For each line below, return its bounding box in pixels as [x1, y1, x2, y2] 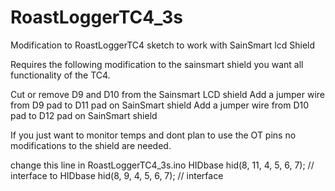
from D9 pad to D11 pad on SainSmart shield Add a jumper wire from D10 [10, 99, 310, 111]
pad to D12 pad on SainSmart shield [10, 109, 158, 121]
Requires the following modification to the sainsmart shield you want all [10, 58, 304, 70]
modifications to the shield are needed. [10, 139, 172, 151]
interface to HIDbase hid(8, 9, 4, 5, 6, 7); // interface [10, 169, 224, 181]
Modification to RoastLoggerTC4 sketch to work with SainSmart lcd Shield [10, 39, 316, 51]
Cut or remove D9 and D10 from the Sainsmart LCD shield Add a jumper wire [10, 88, 326, 100]
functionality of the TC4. [10, 69, 111, 81]
